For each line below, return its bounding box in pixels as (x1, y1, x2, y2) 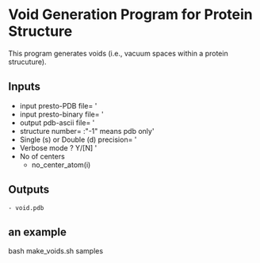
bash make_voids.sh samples (8, 246, 104, 256)
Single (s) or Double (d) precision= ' (19, 135, 137, 144)
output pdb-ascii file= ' (19, 117, 95, 128)
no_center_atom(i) (31, 160, 91, 170)
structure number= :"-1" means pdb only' (19, 126, 155, 135)
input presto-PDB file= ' (19, 101, 97, 110)
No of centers (19, 151, 65, 161)
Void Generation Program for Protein (8, 6, 254, 24)
